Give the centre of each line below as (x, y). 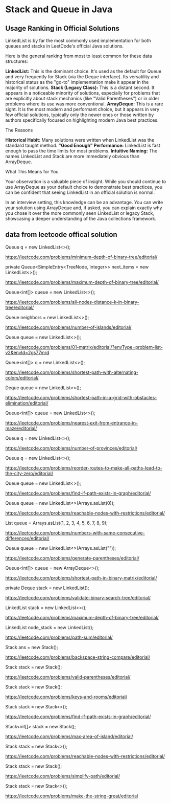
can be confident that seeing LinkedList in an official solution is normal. (80, 192)
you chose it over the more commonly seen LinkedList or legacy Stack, (80, 213)
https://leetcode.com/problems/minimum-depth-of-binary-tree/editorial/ (81, 257)
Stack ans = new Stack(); (32, 647)
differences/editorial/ (27, 538)
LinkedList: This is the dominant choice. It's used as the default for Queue (83, 71)
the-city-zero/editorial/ (29, 473)
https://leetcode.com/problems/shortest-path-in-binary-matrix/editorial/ (81, 578)
